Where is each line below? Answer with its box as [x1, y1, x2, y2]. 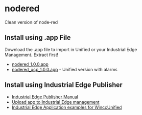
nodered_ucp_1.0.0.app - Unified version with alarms [11, 66, 118, 72]
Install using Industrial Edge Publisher [4, 81, 123, 89]
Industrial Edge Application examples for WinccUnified [11, 104, 122, 110]
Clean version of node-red [4, 19, 58, 25]
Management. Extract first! [4, 52, 59, 57]
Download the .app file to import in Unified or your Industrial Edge [4, 46, 138, 52]
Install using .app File [4, 33, 71, 42]
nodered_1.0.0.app [11, 61, 48, 67]
